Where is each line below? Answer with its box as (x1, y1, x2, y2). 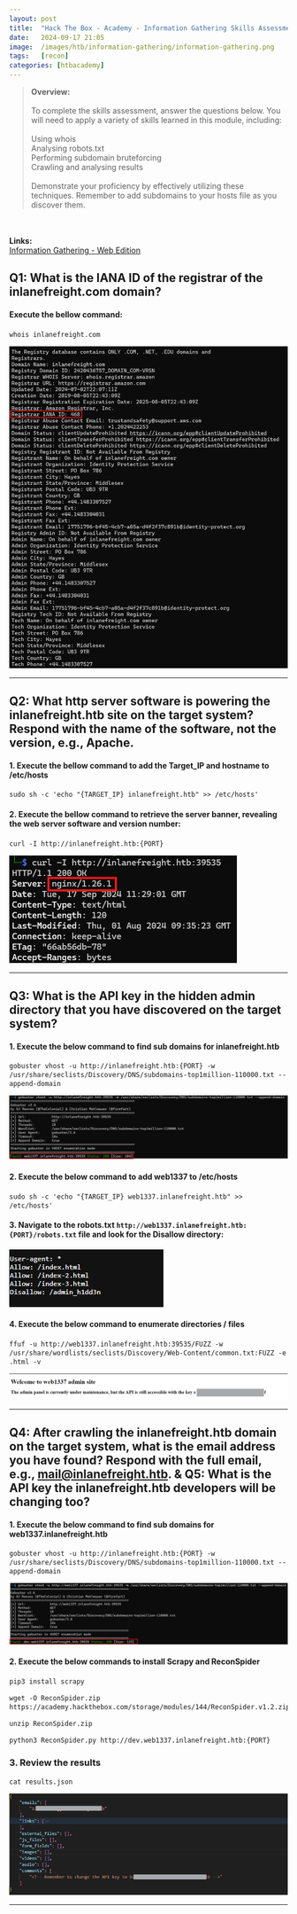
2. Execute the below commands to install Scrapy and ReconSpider (9, 1656, 261, 1667)
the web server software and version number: (9, 818, 181, 829)
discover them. (30, 199, 86, 210)
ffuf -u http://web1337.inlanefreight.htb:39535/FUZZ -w (9, 1340, 224, 1348)
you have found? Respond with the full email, (9, 1453, 263, 1468)
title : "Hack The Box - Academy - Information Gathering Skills (9, 23, 255, 33)
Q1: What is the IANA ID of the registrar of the (9, 270, 263, 285)
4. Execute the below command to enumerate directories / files (9, 1319, 245, 1330)
